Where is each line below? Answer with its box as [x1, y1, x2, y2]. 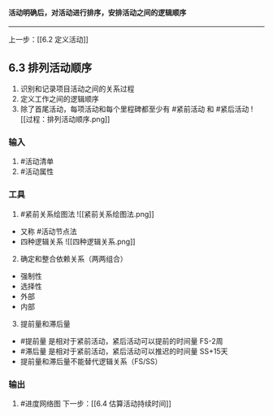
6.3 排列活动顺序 [8, 61, 93, 75]
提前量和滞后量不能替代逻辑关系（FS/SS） [19, 356, 162, 366]
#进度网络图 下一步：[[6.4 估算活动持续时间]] [19, 398, 172, 408]
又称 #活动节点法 [19, 226, 77, 236]
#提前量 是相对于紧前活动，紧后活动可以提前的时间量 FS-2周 [19, 336, 223, 345]
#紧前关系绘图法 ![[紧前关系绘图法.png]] [19, 209, 154, 219]
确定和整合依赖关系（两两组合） [19, 253, 128, 263]
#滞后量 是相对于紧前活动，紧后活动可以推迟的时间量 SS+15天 [19, 346, 228, 356]
